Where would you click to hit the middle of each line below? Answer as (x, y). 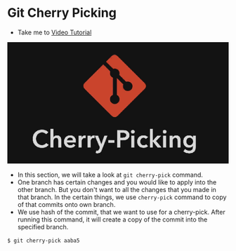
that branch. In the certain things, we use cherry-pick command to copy (122, 197)
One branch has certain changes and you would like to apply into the (117, 182)
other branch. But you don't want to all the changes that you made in (117, 189)
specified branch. (43, 226)
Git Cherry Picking (62, 13)
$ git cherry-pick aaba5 (44, 240)
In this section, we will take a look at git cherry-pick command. (110, 175)
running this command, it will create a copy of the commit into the (112, 219)
